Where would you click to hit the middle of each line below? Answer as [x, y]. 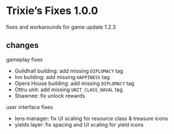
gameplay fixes [24, 59]
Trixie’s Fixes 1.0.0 [52, 11]
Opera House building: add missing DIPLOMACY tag [74, 83]
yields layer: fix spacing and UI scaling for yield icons [79, 125]
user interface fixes [30, 107]
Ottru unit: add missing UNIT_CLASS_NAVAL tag [68, 90]
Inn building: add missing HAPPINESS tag [62, 77]
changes [23, 45]
